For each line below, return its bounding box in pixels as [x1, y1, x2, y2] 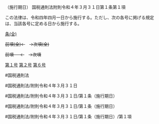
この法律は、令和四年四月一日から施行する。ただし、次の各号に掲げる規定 [5, 15, 154, 20]
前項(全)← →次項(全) [5, 41, 50, 47]
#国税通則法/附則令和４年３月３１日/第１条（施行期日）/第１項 [5, 114, 132, 119]
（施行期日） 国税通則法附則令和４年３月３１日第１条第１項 [5, 4, 125, 10]
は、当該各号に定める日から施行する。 [5, 21, 82, 26]
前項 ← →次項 [5, 52, 41, 57]
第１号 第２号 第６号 [5, 62, 46, 68]
